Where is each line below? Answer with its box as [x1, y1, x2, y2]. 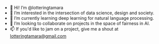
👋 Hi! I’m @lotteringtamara [9, 5, 63, 10]
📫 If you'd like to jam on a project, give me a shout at [9, 26, 119, 32]
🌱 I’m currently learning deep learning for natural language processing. [9, 15, 154, 21]
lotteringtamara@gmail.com [9, 33, 67, 39]
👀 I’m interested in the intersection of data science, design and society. [9, 10, 155, 16]
